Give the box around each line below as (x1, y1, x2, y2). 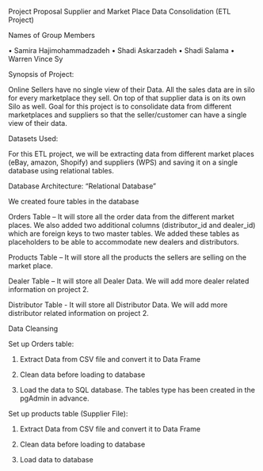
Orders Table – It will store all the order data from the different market (8, 212, 235, 221)
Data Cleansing (8, 324, 59, 333)
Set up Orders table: (8, 340, 74, 348)
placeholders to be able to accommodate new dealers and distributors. (8, 237, 239, 246)
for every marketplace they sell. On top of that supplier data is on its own (8, 93, 246, 102)
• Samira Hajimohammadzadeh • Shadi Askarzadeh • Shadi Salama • (8, 46, 235, 55)
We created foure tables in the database (8, 197, 139, 206)
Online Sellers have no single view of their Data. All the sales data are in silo (8, 85, 255, 94)
